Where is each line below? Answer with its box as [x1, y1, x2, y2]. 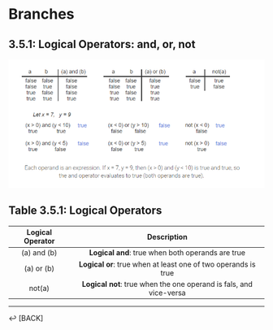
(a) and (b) [21, 248, 58, 258]
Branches [8, 5, 75, 24]
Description [147, 232, 188, 241]
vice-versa [149, 288, 186, 297]
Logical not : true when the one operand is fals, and [81, 279, 253, 289]
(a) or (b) [24, 263, 55, 273]
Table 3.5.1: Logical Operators [8, 204, 162, 218]
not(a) [28, 284, 50, 293]
